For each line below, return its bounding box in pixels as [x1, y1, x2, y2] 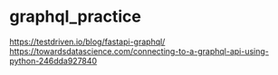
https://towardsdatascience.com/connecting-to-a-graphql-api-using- [9, 45, 270, 56]
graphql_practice [9, 6, 142, 27]
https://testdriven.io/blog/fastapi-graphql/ [9, 36, 166, 47]
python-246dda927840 [9, 55, 98, 66]
